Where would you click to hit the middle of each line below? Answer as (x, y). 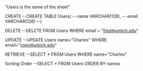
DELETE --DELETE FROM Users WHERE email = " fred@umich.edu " (72, 30)
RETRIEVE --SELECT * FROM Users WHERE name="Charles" (66, 54)
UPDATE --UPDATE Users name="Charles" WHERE (56, 40)
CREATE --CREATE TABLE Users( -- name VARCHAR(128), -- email (71, 16)
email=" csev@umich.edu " (31, 45)
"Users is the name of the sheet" (37, 7)
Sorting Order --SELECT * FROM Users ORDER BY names (63, 64)
